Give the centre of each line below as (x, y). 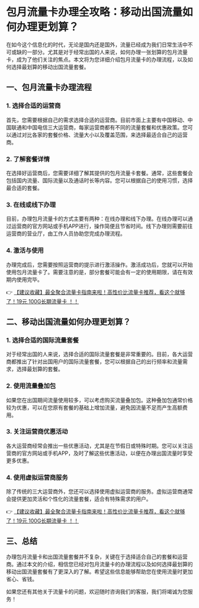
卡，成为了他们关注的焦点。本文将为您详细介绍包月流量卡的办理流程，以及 (97, 59)
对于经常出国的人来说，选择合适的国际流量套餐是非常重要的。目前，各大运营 (99, 354)
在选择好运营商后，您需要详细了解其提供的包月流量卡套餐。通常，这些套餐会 (99, 173)
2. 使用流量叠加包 (31, 386)
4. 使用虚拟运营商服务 (37, 477)
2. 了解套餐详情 (28, 159)
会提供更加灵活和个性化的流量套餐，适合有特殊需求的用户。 (79, 499)
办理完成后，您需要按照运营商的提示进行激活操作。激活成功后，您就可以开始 (99, 264)
